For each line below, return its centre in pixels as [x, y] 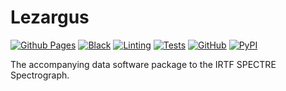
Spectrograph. [40, 75]
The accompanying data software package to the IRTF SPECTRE [143, 64]
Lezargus [50, 17]
